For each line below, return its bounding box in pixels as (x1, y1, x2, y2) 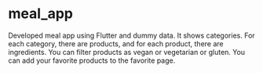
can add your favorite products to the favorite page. (8, 56, 176, 65)
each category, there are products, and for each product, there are (8, 38, 224, 48)
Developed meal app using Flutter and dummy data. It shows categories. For (8, 31, 255, 40)
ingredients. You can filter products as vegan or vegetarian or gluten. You (8, 47, 246, 57)
